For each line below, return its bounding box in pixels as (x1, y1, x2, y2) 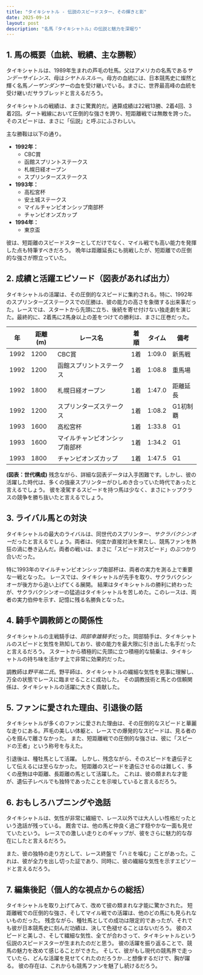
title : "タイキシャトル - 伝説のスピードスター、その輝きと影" (6, 8, 147, 15)
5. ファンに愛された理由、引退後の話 (6, 702, 143, 713)
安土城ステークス (24, 196, 67, 203)
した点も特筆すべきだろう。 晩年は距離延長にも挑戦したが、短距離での (6, 247, 181, 254)
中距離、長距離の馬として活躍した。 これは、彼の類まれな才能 (32, 770, 188, 777)
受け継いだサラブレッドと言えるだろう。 (6, 89, 106, 97)
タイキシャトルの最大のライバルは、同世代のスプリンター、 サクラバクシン (6, 530, 192, 537)
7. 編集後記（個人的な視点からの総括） (6, 884, 149, 895)
